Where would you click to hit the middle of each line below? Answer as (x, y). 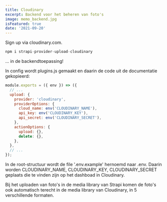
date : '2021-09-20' (25, 28)
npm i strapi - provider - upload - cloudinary (49, 52)
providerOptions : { (34, 104)
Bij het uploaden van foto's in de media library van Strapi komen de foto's (81, 185)
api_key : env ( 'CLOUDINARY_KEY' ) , (53, 113)
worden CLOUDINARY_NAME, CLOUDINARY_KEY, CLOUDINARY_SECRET (81, 170)
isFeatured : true (23, 24)
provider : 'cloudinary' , (40, 99)
